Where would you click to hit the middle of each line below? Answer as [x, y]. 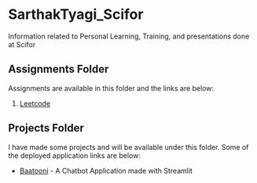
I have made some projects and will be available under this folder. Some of [128, 147]
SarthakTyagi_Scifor [76, 15]
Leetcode [35, 103]
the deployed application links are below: [75, 156]
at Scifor [22, 44]
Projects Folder [46, 128]
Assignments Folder [59, 70]
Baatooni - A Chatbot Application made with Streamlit [106, 170]
